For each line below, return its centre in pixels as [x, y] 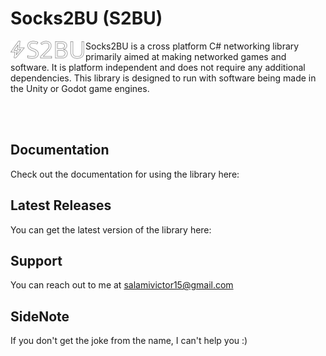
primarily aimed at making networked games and [186, 56]
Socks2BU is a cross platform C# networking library [192, 46]
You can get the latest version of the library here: [111, 229]
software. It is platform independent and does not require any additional [158, 67]
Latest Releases [61, 205]
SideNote [40, 316]
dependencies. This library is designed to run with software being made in [163, 78]
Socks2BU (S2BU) [86, 18]
